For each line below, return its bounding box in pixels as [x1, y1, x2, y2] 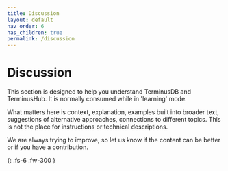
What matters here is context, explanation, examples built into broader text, [7, 108, 219, 116]
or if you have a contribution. [7, 143, 89, 151]
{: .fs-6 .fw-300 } [7, 157, 56, 165]
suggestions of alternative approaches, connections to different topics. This [7, 116, 221, 124]
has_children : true [7, 29, 63, 36]
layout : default [7, 16, 53, 23]
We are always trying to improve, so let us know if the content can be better [7, 136, 221, 144]
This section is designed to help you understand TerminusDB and [7, 88, 192, 96]
